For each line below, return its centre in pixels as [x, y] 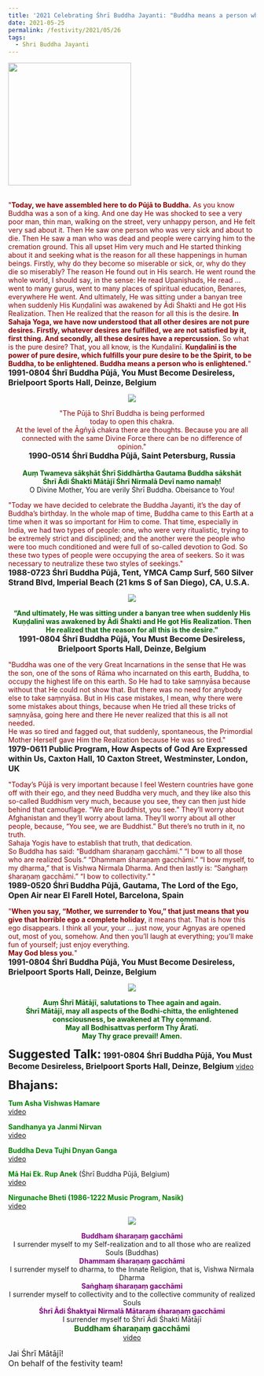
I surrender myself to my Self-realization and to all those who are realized [132, 1244]
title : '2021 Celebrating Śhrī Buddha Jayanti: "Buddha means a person [128, 15]
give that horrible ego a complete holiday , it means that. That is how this [127, 919]
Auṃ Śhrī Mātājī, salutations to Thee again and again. [132, 1003]
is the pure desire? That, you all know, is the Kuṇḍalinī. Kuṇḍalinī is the [123, 347]
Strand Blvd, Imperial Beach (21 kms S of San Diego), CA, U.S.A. [129, 582]
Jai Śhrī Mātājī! [36, 1354]
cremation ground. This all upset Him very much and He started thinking [125, 247]
